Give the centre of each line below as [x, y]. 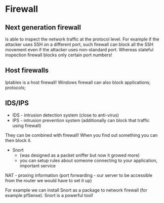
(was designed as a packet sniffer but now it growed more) [80, 155]
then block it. [19, 140]
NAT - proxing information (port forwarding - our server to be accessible [79, 175]
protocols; [16, 87]
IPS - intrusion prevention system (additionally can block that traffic [81, 120]
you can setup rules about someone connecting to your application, [88, 160]
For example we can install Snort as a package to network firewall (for [76, 190]
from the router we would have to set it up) [49, 180]
